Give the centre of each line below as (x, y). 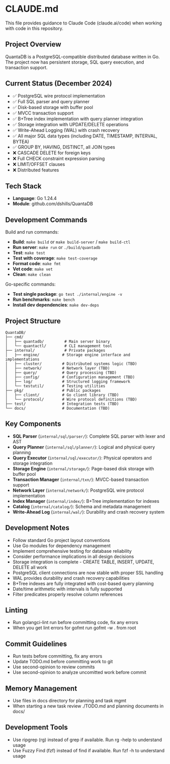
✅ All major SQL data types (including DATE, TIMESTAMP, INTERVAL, (85, 136)
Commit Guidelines (36, 644)
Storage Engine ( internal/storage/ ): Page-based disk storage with (83, 468)
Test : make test (29, 253)
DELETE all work (30, 567)
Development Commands (46, 220)
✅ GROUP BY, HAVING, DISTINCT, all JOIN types (64, 147)
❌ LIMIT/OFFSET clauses (39, 164)
